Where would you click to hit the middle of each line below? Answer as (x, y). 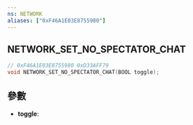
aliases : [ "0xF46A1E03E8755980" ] (57, 21)
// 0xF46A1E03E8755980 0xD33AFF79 (58, 66)
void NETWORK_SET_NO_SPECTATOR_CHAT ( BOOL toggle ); (83, 72)
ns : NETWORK (25, 14)
